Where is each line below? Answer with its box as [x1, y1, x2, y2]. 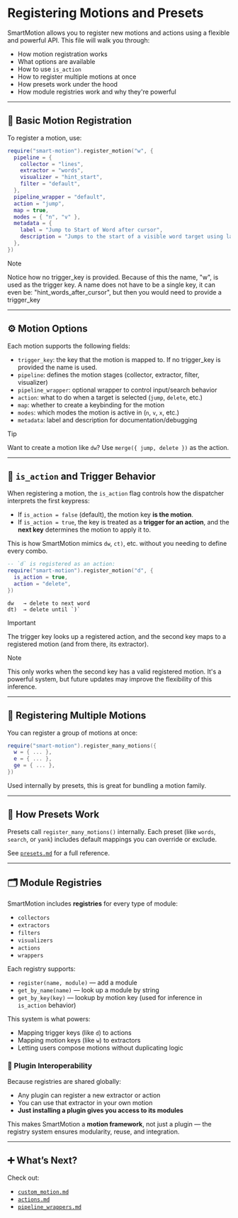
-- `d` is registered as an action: [7, 561, 115, 568]
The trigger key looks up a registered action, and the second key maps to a [7, 632, 227, 640]
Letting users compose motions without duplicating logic [17, 1043, 184, 1052]
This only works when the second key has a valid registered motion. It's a [7, 667, 222, 676]
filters [17, 929, 40, 936]
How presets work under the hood [17, 79, 118, 88]
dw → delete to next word [7, 600, 91, 607]
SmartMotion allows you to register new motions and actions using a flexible [7, 28, 230, 37]
